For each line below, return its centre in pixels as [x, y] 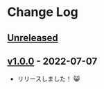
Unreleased [33, 38]
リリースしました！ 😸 [49, 79]
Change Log [43, 12]
